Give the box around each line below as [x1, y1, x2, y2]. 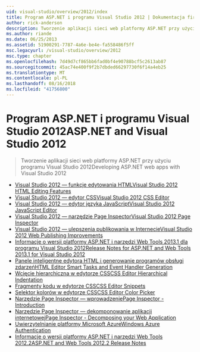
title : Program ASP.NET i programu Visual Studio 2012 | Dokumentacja [6, 14, 185, 20]
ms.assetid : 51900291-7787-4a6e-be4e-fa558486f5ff [6, 42, 135, 48]
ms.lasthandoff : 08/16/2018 [6, 81, 76, 87]
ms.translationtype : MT [6, 70, 65, 76]
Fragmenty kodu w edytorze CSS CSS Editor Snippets [14, 282, 146, 289]
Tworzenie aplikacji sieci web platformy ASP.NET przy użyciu [20, 157, 171, 164]
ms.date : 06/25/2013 [6, 36, 58, 42]
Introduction [14, 301, 45, 309]
